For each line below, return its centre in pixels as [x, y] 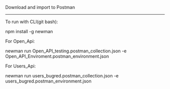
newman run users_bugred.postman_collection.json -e [62, 76]
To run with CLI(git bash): [32, 22]
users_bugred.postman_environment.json [49, 81]
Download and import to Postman [40, 7]
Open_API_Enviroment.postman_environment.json [57, 56]
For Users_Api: [20, 66]
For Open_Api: [20, 41]
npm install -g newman [29, 31]
